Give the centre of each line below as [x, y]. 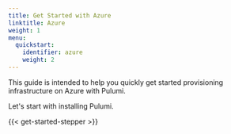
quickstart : [35, 45]
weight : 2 [39, 60]
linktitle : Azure [37, 23]
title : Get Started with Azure [60, 15]
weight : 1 [25, 30]
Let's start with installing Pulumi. [61, 106]
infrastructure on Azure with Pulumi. [67, 90]
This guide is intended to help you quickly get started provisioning [116, 82]
